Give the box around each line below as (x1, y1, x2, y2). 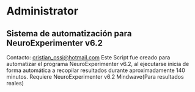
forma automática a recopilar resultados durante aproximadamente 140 (6, 67, 185, 74)
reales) (6, 80, 24, 87)
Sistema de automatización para (6, 28, 132, 39)
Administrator (6, 4, 78, 18)
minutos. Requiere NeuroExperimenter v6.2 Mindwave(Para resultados (6, 73, 185, 80)
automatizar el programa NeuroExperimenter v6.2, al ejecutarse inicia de (6, 61, 189, 67)
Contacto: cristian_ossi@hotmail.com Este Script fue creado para (6, 54, 171, 61)
